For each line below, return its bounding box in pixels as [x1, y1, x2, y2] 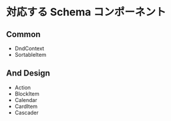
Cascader [14, 109, 39, 116]
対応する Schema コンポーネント [6, 5, 166, 19]
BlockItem [14, 90, 40, 97]
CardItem [14, 103, 38, 110]
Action [14, 84, 31, 91]
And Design [6, 68, 50, 79]
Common [6, 29, 41, 39]
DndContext [14, 45, 44, 52]
